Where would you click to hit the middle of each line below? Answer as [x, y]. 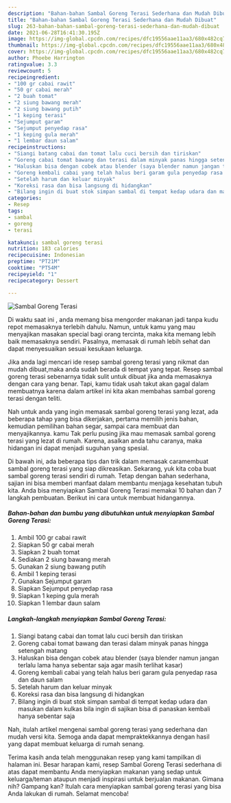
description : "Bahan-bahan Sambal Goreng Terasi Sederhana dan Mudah [109, 13]
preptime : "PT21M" [34, 262]
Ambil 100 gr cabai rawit [52, 538]
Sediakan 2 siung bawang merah [64, 560]
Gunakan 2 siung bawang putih [62, 567]
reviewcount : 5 [29, 71]
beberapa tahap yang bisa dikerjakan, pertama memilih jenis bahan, [104, 419]
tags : [15, 211]
